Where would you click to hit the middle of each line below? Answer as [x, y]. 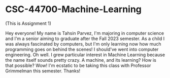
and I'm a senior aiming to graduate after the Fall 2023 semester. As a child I [85, 38]
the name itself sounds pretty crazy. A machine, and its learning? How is [81, 60]
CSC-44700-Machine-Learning [74, 9]
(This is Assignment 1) [28, 23]
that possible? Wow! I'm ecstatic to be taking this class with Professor [78, 65]
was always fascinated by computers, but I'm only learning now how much [83, 44]
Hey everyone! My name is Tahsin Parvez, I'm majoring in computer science [84, 33]
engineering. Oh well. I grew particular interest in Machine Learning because [85, 55]
